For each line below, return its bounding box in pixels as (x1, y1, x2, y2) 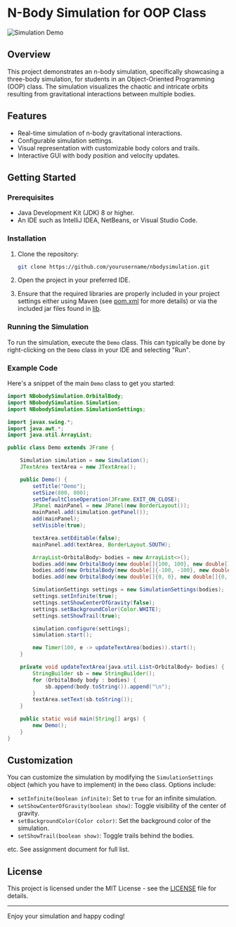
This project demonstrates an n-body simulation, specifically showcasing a (7, 67, 225, 75)
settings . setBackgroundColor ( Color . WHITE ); (32, 606, 162, 613)
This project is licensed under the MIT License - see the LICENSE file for (7, 884, 216, 893)
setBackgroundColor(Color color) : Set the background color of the (17, 817, 211, 825)
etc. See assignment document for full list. (7, 845, 130, 854)
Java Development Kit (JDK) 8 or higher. (17, 209, 135, 217)
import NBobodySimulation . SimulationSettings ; (7, 406, 146, 413)
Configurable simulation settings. (17, 136, 114, 145)
